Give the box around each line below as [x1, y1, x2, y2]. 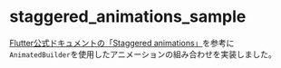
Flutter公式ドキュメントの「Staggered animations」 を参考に [9, 37, 235, 48]
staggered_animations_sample [9, 6, 247, 27]
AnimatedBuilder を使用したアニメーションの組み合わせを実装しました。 [9, 48, 276, 60]
